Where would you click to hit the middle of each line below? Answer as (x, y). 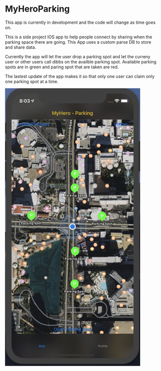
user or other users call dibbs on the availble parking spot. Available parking (81, 62)
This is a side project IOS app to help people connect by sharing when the (79, 37)
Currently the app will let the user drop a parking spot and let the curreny (78, 56)
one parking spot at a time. (32, 81)
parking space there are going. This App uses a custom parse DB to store (78, 42)
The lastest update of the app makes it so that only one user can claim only (80, 76)
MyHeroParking (37, 9)
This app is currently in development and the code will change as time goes (80, 22)
